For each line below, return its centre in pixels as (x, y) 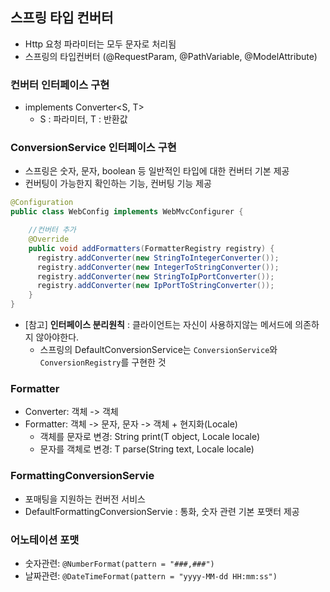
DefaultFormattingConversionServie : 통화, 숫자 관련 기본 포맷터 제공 (162, 511)
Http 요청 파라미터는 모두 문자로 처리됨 (100, 44)
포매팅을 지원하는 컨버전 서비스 (85, 499)
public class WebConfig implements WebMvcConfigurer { (127, 212)
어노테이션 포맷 (45, 540)
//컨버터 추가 (52, 230)
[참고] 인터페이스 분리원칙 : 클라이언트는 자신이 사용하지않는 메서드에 (158, 325)
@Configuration (42, 203)
